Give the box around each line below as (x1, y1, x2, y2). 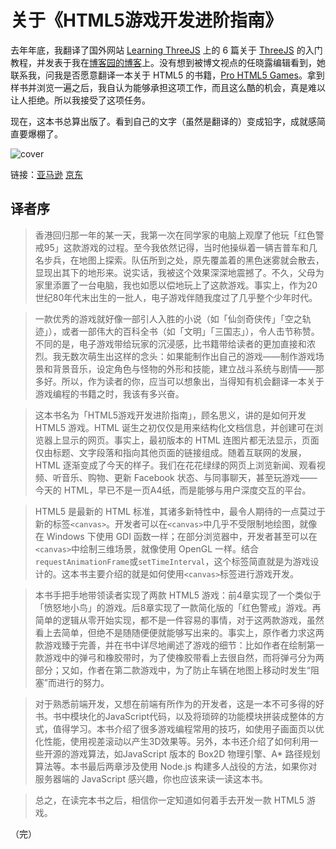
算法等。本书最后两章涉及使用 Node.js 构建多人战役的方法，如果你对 (34, 760, 318, 772)
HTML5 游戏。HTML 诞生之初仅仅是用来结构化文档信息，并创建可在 (34, 421, 315, 433)
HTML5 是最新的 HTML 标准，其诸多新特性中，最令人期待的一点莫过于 (34, 505, 326, 517)
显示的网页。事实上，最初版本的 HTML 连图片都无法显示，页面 (61, 434, 320, 446)
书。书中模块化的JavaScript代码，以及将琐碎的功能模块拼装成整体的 (34, 710, 317, 722)
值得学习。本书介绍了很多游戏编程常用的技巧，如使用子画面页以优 (52, 722, 325, 735)
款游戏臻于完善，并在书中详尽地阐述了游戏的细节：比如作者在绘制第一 (34, 639, 325, 651)
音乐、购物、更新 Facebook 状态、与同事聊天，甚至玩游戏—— (61, 471, 318, 483)
